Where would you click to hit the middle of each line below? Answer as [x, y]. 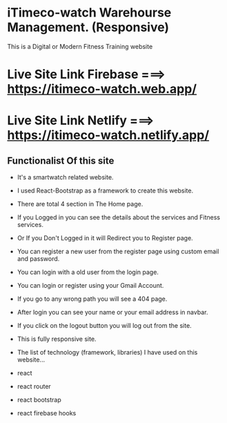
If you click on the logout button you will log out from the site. [104, 326]
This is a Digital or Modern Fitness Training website [80, 46]
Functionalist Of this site [61, 160]
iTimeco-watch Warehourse [89, 13]
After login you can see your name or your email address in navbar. [112, 313]
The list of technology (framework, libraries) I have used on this [107, 353]
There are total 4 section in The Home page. [80, 204]
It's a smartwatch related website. [65, 177]
